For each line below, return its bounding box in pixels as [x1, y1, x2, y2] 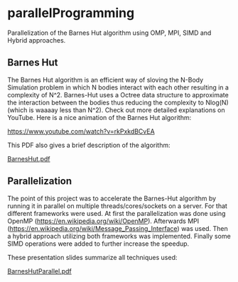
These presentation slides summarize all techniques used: [7, 253, 178, 261]
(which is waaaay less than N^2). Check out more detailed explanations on [7, 105, 225, 114]
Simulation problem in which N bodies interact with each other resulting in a [7, 83, 229, 92]
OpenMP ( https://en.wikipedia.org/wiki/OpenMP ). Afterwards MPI [7, 217, 200, 225]
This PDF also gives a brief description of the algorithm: [7, 141, 171, 149]
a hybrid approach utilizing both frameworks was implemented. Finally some [7, 232, 231, 240]
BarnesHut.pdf [7, 154, 50, 163]
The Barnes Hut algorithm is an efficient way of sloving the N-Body [7, 75, 204, 84]
